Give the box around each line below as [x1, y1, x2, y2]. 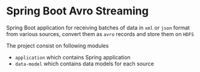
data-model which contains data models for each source [14, 60, 154, 67]
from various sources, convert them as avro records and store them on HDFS [6, 30, 195, 37]
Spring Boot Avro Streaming [6, 4, 149, 18]
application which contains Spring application [14, 53, 131, 61]
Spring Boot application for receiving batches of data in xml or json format [6, 24, 190, 31]
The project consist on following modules [6, 42, 109, 49]
